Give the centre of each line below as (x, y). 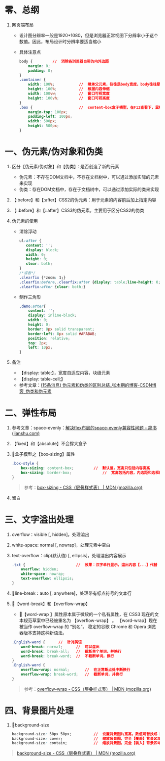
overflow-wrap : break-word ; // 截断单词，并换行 (72, 674)
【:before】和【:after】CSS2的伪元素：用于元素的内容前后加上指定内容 (84, 200)
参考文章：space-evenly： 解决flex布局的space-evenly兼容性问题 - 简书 (84, 428)
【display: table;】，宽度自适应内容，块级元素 (65, 373)
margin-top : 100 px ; (48, 112)
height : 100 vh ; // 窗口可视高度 (69, 98)
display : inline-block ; (52, 315)
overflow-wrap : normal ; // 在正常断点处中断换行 (76, 670)
